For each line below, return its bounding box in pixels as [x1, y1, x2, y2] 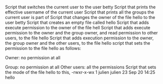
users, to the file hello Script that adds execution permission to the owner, [5, 35, 154, 41]
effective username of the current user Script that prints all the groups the [5, 9, 154, 15]
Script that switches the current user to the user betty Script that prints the [5, 4, 156, 10]
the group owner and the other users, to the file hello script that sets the [5, 40, 150, 46]
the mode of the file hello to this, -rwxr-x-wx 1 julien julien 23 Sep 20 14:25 [5, 69, 156, 75]
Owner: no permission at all [5, 55, 61, 60]
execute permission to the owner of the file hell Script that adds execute [5, 25, 151, 31]
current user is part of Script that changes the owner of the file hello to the [5, 15, 156, 20]
